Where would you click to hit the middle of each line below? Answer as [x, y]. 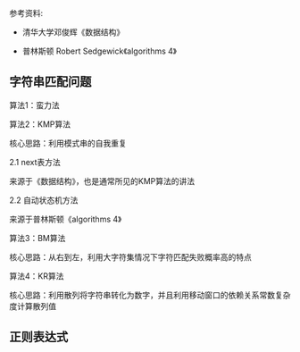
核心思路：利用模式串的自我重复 [68, 143]
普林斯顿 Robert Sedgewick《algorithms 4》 [99, 51]
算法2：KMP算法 [40, 124]
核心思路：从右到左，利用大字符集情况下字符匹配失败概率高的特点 [130, 256]
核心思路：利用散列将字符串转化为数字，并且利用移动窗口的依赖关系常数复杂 [150, 295]
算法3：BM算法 [37, 238]
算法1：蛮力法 [34, 105]
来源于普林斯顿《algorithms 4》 [66, 219]
